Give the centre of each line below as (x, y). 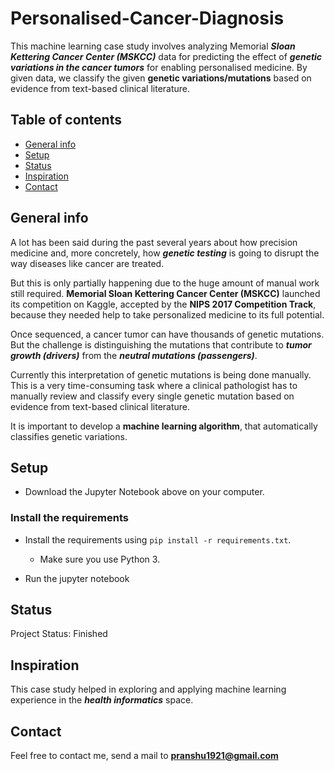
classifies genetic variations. (69, 436)
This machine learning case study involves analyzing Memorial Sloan (153, 46)
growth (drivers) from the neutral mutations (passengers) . (134, 355)
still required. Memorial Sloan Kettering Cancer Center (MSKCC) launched (165, 293)
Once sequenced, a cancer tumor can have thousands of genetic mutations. (167, 334)
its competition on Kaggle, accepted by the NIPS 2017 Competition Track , (163, 304)
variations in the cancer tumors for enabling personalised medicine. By (159, 67)
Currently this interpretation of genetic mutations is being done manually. (161, 374)
